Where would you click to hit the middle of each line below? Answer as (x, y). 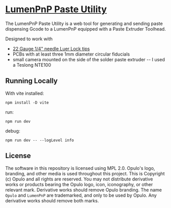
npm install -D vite (27, 102)
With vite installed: (25, 93)
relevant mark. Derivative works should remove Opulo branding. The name (84, 190)
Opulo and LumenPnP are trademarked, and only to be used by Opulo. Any (81, 195)
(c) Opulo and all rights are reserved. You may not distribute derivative (79, 179)
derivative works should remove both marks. (52, 200)
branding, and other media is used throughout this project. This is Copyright (85, 173)
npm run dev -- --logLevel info (40, 140)
